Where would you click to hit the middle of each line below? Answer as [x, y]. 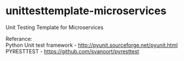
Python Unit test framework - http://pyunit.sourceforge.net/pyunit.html [92, 45]
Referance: [19, 38]
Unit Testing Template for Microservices [55, 27]
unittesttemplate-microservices [86, 11]
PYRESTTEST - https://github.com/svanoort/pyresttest [72, 51]
